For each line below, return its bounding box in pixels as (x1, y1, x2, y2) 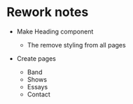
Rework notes (6, 4, 89, 20)
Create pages (16, 54, 57, 63)
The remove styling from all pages (27, 40, 127, 49)
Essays (27, 82, 48, 91)
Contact (27, 90, 50, 98)
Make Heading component (16, 27, 94, 36)
